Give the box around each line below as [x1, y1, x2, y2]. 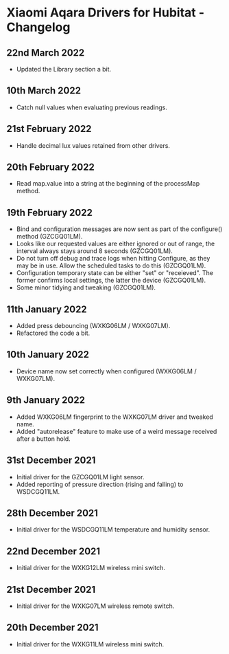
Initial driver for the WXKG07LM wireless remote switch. [16, 602, 175, 610]
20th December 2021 [6, 622, 99, 633]
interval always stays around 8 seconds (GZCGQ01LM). [16, 247, 173, 255]
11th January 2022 [6, 303, 87, 315]
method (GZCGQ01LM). [16, 232, 83, 241]
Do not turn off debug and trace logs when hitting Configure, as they [16, 254, 210, 263]
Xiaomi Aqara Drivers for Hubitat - [6, 5, 205, 21]
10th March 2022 [6, 85, 82, 97]
